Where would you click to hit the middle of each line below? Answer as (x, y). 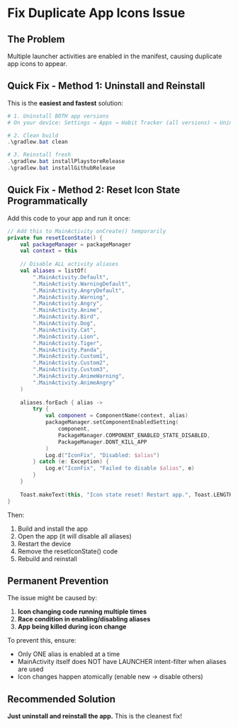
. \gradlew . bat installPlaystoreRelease (66, 162)
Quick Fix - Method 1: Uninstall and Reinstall (106, 86)
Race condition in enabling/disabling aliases (84, 619)
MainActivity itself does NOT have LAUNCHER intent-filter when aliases (122, 662)
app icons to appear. (37, 64)
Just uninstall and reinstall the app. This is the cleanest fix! (95, 716)
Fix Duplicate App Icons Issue (96, 13)
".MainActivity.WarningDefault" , (82, 284)
